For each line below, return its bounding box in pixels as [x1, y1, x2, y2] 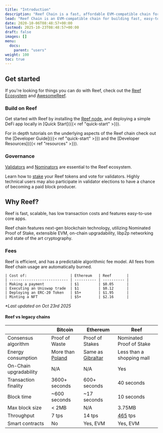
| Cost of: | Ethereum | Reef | [5, 273, 130, 278]
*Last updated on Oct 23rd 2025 [5, 303, 71, 309]
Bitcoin [56, 326, 74, 333]
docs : [9, 43, 21, 48]
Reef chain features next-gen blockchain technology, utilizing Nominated [5, 225, 151, 231]
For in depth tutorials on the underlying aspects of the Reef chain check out [5, 131, 156, 136]
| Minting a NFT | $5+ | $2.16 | [5, 294, 130, 299]
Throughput [7, 412, 35, 419]
